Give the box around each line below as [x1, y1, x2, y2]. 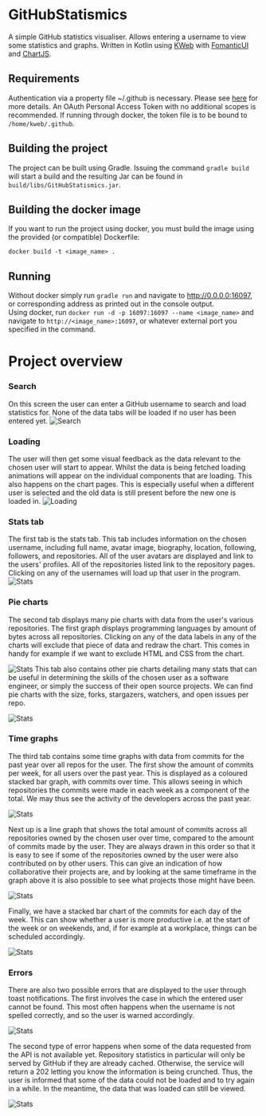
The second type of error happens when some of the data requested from [8, 1042, 252, 1051]
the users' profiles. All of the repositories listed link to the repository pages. [8, 560, 256, 569]
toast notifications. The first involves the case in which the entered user [8, 994, 244, 1004]
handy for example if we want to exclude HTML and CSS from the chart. [8, 648, 244, 658]
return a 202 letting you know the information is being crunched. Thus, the [8, 1067, 253, 1077]
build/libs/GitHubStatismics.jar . [8, 179, 121, 189]
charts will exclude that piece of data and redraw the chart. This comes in [8, 640, 250, 650]
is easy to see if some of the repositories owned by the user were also [8, 850, 239, 859]
